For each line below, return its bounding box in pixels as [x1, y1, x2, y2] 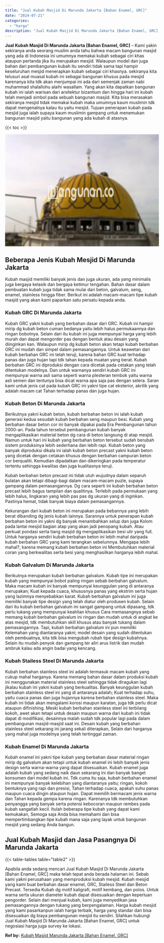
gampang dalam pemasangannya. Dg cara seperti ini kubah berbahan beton [5, 483, 158, 489]
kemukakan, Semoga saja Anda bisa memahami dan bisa [5, 811, 120, 817]
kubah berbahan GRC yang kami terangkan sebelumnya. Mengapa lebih [5, 539, 150, 545]
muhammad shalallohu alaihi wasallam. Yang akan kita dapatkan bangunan [5, 84, 155, 90]
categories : [5, 18, 29, 23]
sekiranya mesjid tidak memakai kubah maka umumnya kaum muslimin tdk [5, 100, 155, 105]
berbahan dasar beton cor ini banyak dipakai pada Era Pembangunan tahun [5, 421, 157, 427]
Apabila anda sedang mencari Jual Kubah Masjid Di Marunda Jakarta [5, 866, 144, 872]
